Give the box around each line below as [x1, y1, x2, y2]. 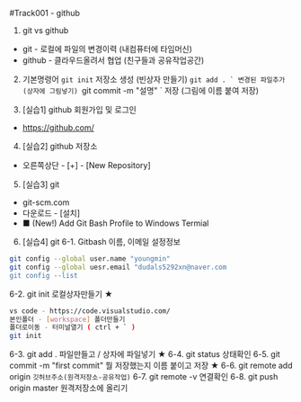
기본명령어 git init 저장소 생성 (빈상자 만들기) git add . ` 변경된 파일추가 [22, 74, 286, 85]
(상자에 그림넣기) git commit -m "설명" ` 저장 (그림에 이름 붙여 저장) [22, 85, 259, 95]
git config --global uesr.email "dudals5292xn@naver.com [9, 263, 227, 272]
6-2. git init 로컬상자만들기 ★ [9, 288, 113, 299]
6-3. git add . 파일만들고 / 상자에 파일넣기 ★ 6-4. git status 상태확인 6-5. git [9, 349, 280, 360]
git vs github [22, 25, 69, 35]
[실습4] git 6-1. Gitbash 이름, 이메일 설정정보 [22, 237, 181, 246]
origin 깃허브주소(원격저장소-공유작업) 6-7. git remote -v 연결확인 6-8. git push [9, 371, 279, 382]
